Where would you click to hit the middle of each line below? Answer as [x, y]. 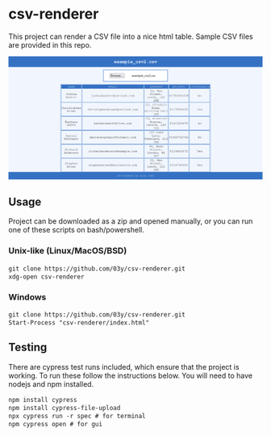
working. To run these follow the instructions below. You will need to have [130, 375]
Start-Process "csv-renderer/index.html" [79, 323]
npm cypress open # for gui [56, 424]
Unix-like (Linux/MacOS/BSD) [68, 251]
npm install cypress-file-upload [65, 408]
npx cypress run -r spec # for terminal [77, 416]
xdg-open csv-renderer [46, 277]
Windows [27, 297]
